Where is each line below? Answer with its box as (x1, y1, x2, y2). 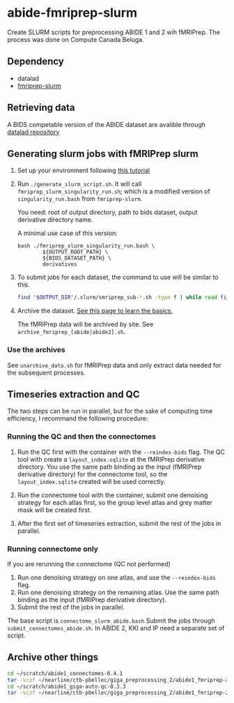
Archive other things (7, 651, 99, 663)
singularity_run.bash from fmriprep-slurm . (17, 195, 143, 203)
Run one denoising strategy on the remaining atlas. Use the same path (17, 588, 219, 596)
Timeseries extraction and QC (7, 388, 140, 400)
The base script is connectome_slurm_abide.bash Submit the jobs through (7, 616, 215, 625)
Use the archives (7, 345, 66, 355)
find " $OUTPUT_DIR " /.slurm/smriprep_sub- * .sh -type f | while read (17, 294, 218, 301)
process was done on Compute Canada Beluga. (7, 35, 144, 43)
